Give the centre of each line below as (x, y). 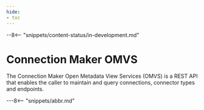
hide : (13, 12)
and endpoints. (25, 89)
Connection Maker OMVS (72, 59)
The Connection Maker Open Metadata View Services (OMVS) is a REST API (102, 76)
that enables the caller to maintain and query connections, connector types (100, 83)
